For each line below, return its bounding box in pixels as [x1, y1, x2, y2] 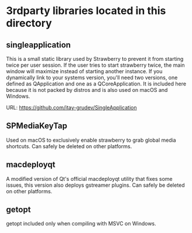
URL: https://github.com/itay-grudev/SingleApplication [6, 104, 137, 111]
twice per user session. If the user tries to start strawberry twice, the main [6, 61, 186, 68]
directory [6, 16, 52, 30]
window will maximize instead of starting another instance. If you [6, 68, 163, 74]
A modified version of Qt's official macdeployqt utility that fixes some [6, 175, 173, 182]
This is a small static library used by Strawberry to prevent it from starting [6, 56, 184, 62]
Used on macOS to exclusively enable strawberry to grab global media [6, 136, 177, 143]
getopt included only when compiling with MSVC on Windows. [6, 220, 156, 227]
